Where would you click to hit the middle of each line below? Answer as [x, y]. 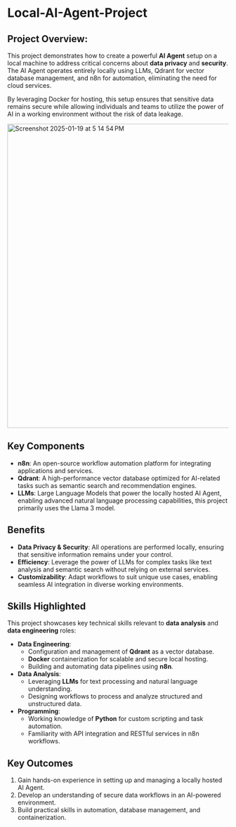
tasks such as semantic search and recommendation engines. [107, 485]
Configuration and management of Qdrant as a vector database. [121, 651]
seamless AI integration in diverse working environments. [100, 584]
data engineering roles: [42, 630]
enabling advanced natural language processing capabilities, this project [123, 501]
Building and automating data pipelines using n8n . [100, 667]
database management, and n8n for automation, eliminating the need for [112, 78]
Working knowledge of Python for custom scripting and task [116, 719]
